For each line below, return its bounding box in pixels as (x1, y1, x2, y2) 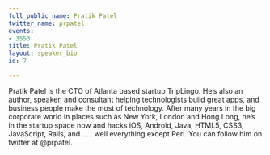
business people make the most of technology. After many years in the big (8, 103, 256, 113)
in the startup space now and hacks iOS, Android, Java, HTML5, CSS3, (8, 120, 244, 130)
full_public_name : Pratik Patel (8, 11, 117, 20)
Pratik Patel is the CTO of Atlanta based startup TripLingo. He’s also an (8, 86, 243, 95)
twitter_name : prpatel (8, 19, 85, 27)
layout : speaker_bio (8, 49, 78, 57)
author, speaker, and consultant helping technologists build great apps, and (8, 94, 260, 104)
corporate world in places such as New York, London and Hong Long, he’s (8, 111, 256, 121)
